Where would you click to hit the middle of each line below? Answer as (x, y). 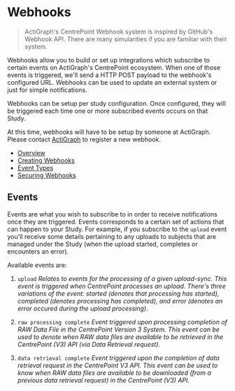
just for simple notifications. (47, 90)
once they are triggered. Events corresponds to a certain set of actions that (116, 221)
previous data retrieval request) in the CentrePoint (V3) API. (104, 380)
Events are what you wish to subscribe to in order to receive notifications (113, 214)
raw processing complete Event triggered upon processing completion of (122, 322)
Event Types (35, 167)
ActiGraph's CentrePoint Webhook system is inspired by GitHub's (119, 32)
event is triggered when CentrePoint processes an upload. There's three (121, 286)
